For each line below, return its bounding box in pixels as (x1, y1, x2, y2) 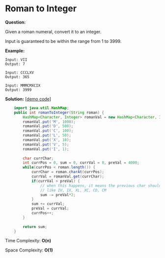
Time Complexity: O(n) (5, 238, 52, 244)
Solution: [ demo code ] (5, 96, 52, 102)
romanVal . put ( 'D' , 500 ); (23, 124, 74, 129)
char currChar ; (23, 156, 54, 161)
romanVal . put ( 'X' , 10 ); (23, 138, 71, 143)
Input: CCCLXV (5, 70, 34, 75)
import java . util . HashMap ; (14, 105, 69, 111)
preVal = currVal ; (31, 206, 69, 211)
